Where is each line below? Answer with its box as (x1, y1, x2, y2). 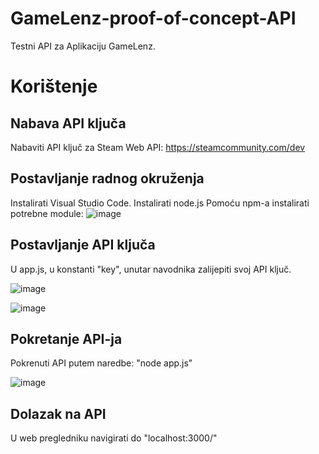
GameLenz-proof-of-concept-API (10, 7, 297, 30)
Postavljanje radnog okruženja (10, 170, 205, 187)
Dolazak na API (10, 405, 107, 422)
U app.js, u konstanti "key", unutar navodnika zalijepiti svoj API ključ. (10, 263, 292, 275)
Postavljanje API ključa (10, 237, 156, 254)
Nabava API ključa (10, 115, 127, 132)
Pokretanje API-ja (10, 330, 123, 347)
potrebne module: (10, 207, 84, 219)
